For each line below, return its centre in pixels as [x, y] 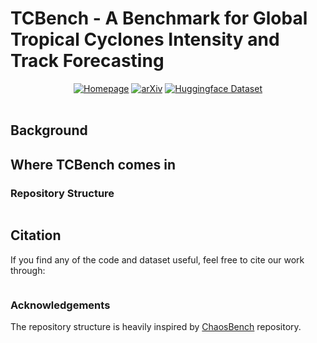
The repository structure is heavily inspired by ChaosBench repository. [156, 327]
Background [49, 130]
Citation [36, 235]
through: [28, 270]
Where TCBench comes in [93, 164]
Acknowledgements [60, 305]
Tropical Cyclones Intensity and [145, 39]
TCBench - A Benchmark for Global [159, 18]
